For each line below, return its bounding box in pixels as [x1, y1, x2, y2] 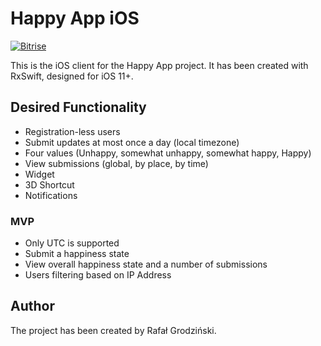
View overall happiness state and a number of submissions [24, 258, 268, 271]
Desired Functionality [10, 99, 147, 116]
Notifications [24, 189, 78, 201]
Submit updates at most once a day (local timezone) [24, 136, 240, 148]
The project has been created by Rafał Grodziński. [10, 324, 217, 336]
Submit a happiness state [24, 248, 130, 260]
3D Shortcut [24, 178, 75, 191]
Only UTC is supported [24, 237, 120, 249]
